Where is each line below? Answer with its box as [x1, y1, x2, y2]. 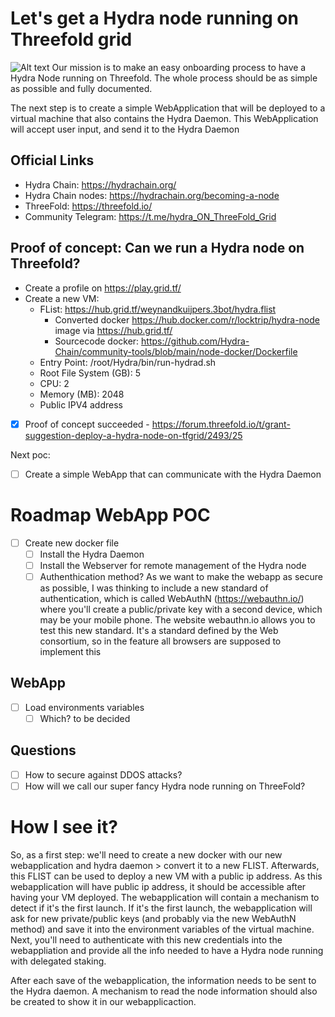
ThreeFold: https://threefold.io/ [24, 200, 153, 212]
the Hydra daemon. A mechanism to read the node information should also [10, 985, 318, 997]
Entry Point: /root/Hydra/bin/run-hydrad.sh [39, 356, 217, 368]
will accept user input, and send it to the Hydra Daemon [10, 123, 240, 135]
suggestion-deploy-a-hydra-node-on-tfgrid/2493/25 [24, 429, 243, 441]
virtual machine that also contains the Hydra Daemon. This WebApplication [10, 112, 319, 124]
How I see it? [10, 815, 118, 838]
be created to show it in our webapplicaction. [10, 995, 197, 1007]
